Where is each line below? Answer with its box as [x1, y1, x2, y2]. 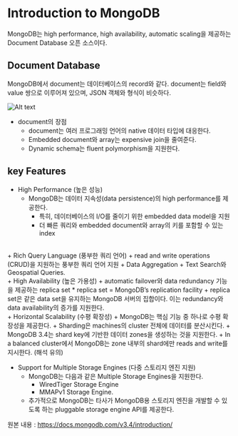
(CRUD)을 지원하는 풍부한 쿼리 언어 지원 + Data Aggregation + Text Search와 [7, 260, 227, 268]
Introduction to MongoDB [7, 5, 160, 21]
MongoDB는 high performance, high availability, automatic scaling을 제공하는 [7, 29, 232, 38]
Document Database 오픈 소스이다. [7, 38, 108, 47]
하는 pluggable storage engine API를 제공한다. [41, 405, 175, 413]
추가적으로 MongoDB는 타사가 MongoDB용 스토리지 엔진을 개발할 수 [28, 396, 220, 405]
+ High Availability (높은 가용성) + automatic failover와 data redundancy [7, 276, 214, 285]
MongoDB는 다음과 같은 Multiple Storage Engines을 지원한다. [28, 372, 204, 380]
